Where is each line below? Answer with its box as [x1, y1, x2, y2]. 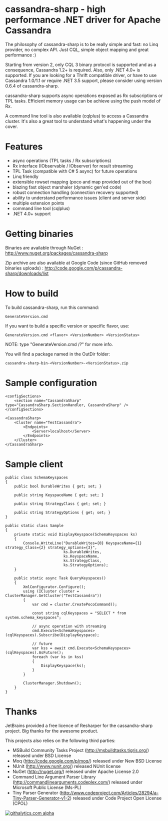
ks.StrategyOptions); [63, 562, 108, 567]
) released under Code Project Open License [69, 795, 162, 801]
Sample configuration [5, 377, 97, 388]
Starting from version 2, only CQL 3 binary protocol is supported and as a [5, 61, 156, 67]
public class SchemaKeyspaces [5, 475, 68, 480]
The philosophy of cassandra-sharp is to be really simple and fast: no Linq [5, 41, 158, 47]
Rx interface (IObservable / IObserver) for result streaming [12, 162, 133, 168]
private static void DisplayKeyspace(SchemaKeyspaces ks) [14, 531, 137, 537]
